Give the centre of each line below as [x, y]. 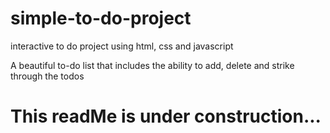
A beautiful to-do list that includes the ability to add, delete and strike [152, 65]
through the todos [47, 76]
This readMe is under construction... [166, 116]
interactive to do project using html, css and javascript [122, 46]
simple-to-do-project [101, 18]
